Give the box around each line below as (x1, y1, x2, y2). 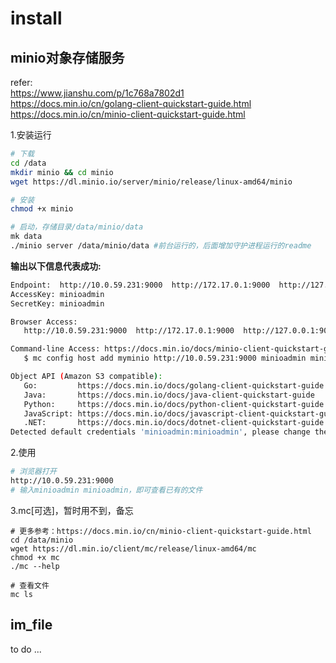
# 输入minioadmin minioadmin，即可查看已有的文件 (10, 485, 203, 495)
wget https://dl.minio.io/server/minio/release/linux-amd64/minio (10, 177, 293, 187)
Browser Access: (10, 317, 78, 327)
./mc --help (10, 561, 60, 571)
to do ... (10, 643, 42, 655)
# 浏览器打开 (10, 467, 57, 477)
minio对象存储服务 (10, 49, 125, 66)
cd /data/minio (10, 535, 74, 545)
